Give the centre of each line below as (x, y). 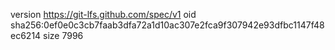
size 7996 (63, 35)
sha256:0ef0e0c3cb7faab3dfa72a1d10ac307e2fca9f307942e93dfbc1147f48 (167, 25)
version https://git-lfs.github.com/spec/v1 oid (103, 14)
